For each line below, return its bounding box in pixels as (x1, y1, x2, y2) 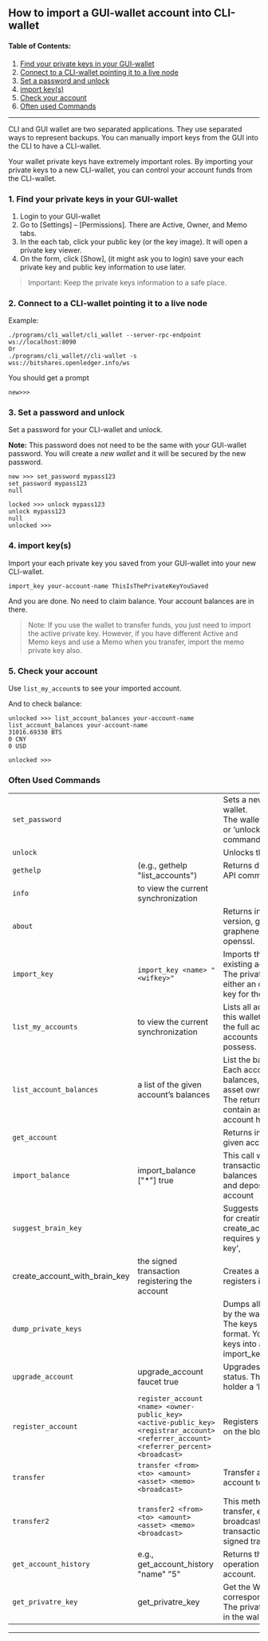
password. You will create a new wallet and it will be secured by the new (8, 449, 246, 458)
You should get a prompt (8, 373, 89, 383)
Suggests (223, 1203, 259, 1214)
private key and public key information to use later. (19, 262, 187, 272)
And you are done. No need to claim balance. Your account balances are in (8, 596, 254, 605)
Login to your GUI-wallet (19, 211, 101, 221)
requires (223, 1233, 254, 1244)
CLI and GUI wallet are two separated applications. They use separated (8, 124, 242, 134)
